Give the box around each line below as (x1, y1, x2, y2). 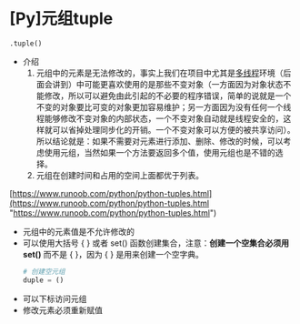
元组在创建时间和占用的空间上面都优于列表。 (35, 169, 205, 180)
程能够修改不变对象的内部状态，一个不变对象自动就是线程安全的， (35, 113, 284, 124)
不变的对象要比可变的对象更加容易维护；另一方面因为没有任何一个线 (35, 101, 292, 112)
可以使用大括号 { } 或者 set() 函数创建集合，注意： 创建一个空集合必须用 (22, 238, 289, 248)
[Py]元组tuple (9, 8, 114, 29)
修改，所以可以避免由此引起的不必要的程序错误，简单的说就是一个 (44, 90, 292, 101)
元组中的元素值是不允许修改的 (22, 226, 135, 237)
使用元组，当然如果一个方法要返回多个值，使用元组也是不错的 (44, 147, 275, 157)
